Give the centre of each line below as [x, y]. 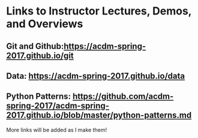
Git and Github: [35, 46]
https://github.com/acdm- [123, 97]
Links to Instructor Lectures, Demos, [99, 11]
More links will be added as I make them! [56, 130]
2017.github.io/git [40, 55]
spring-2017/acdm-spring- [58, 106]
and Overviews [45, 24]
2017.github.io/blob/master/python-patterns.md [99, 115]
